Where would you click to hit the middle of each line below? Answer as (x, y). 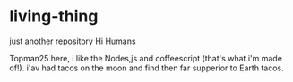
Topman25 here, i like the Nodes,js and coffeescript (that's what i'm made (146, 58)
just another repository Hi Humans (73, 41)
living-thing (54, 16)
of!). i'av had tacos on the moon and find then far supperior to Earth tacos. (146, 68)
